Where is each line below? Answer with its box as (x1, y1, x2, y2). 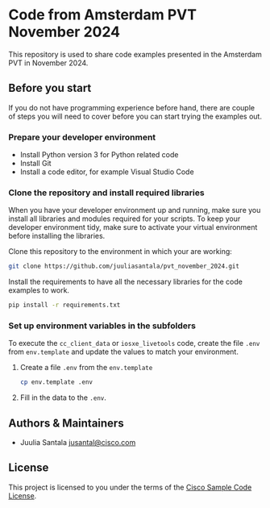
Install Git (19, 159, 52, 169)
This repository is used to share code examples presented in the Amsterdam (8, 49, 262, 59)
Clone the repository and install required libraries (8, 187, 205, 198)
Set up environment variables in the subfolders (8, 320, 196, 331)
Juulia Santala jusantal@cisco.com (19, 438, 136, 448)
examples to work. (8, 285, 70, 295)
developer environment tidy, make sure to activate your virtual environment (8, 223, 258, 232)
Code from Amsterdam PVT (8, 6, 197, 24)
